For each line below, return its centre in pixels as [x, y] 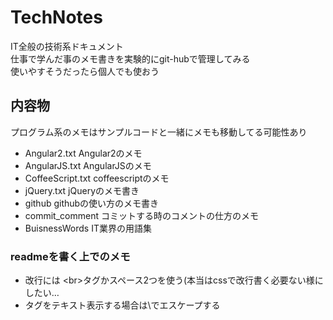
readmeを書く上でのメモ [70, 256]
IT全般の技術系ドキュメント [67, 46]
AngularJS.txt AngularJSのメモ [88, 165]
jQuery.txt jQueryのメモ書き [82, 190]
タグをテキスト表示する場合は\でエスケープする [122, 305]
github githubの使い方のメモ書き [92, 203]
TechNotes [56, 17]
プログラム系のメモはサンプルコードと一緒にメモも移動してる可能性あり [159, 132]
